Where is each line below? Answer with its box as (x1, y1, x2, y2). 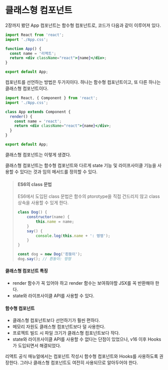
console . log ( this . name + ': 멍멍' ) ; (36, 233, 111, 238)
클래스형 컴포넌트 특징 (5, 268, 48, 274)
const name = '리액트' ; (10, 51, 56, 56)
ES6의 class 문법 (17, 181, 52, 187)
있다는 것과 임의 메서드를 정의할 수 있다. (20, 169, 98, 175)
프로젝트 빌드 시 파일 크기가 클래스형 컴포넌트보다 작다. (12, 330, 120, 336)
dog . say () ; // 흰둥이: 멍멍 (17, 256, 71, 261)
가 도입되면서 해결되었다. (12, 343, 61, 349)
